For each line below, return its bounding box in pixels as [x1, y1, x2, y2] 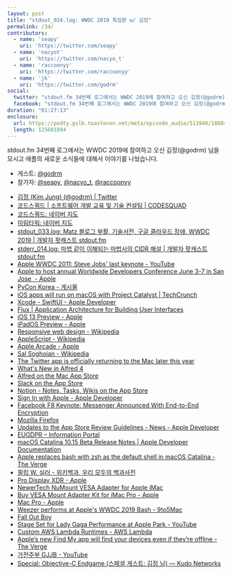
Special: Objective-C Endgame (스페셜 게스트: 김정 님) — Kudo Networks [17, 559, 221, 568]
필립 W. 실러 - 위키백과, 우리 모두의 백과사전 [17, 469, 136, 477]
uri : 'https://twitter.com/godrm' [19, 81, 119, 88]
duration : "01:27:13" [7, 107, 70, 114]
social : [7, 87, 30, 94]
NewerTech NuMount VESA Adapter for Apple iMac [17, 483, 164, 492]
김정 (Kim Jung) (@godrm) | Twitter [17, 193, 118, 201]
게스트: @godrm [17, 169, 63, 177]
